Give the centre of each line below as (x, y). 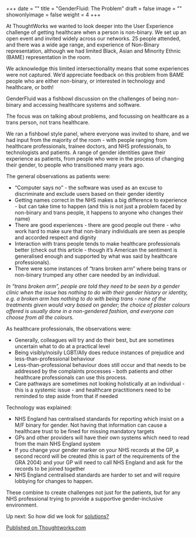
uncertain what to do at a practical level (62, 346)
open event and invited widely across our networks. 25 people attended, (93, 38)
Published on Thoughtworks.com (46, 528)
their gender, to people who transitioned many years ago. (75, 165)
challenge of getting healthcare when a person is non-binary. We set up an (96, 32)
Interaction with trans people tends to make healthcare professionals (97, 244)
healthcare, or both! (30, 87)
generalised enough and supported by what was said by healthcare (96, 256)
